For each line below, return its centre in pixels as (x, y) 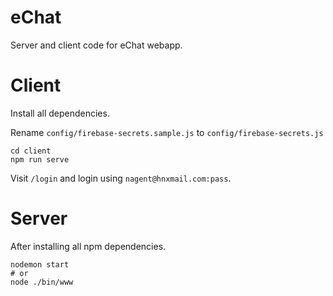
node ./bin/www (42, 282)
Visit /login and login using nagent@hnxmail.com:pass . (121, 178)
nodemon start (40, 264)
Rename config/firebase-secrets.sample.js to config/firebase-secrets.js (167, 132)
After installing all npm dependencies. (88, 246)
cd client (31, 151)
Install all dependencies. (60, 113)
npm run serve (40, 159)
